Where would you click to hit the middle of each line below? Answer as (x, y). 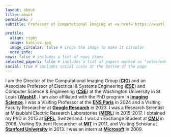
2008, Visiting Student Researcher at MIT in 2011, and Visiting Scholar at (81, 124)
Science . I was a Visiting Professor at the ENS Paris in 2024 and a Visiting (83, 102)
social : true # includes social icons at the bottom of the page (76, 66)
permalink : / (19, 19)
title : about (19, 15)
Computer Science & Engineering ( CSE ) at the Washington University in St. (83, 91)
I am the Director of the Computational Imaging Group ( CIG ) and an (76, 81)
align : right (24, 38)
